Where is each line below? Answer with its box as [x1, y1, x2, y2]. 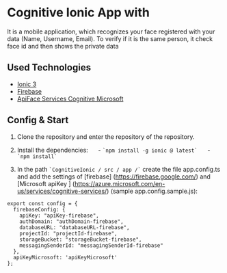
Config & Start [7, 114, 69, 126]
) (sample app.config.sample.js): [107, 187, 198, 195]
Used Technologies [7, 62, 91, 73]
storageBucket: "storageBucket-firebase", [19, 236, 142, 243]
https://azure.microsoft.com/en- [74, 179, 165, 187]
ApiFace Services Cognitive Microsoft [16, 94, 124, 103]
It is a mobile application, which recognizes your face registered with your [7, 27, 215, 36]
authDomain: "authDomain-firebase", [19, 218, 124, 225]
